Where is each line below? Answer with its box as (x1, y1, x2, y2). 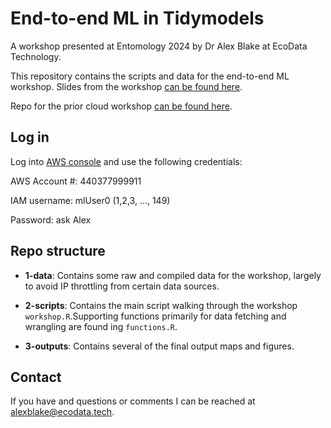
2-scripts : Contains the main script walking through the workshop (24, 299, 298, 311)
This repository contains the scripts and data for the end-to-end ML (10, 70, 290, 82)
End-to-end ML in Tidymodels (10, 7, 265, 30)
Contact (10, 368, 62, 386)
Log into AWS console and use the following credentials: (10, 155, 243, 167)
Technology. (10, 50, 62, 62)
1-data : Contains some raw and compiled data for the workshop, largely (24, 269, 322, 281)
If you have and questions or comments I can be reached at (10, 395, 256, 407)
